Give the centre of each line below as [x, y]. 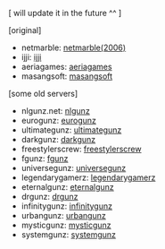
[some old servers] [43, 94]
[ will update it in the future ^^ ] [65, 13]
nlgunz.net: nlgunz [55, 111]
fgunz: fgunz [45, 159]
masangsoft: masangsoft [67, 76]
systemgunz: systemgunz [69, 235]
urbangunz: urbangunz [63, 215]
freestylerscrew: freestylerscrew [81, 149]
